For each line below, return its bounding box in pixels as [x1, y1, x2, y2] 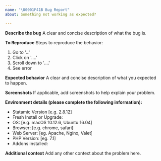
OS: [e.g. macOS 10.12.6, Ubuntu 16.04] [12, 119, 93, 125]
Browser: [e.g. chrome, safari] [12, 125, 74, 131]
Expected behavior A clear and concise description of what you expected [5, 75, 157, 80]
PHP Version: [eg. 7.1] [12, 135, 56, 141]
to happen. [5, 80, 27, 86]
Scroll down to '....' [12, 60, 51, 66]
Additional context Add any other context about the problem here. [5, 150, 141, 156]
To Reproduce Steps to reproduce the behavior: [5, 39, 103, 45]
